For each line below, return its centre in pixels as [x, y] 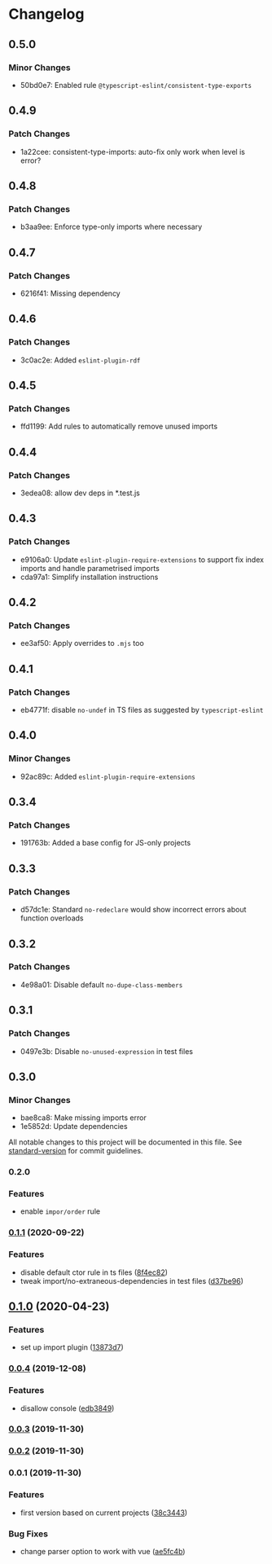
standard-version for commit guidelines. [76, 1151]
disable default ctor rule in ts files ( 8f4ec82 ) [94, 1272]
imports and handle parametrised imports [90, 568]
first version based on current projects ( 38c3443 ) [104, 1513]
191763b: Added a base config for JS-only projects [105, 843]
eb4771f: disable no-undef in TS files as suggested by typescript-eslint [142, 710]
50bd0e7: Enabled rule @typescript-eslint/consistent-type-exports [136, 85]
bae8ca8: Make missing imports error [83, 1118]
